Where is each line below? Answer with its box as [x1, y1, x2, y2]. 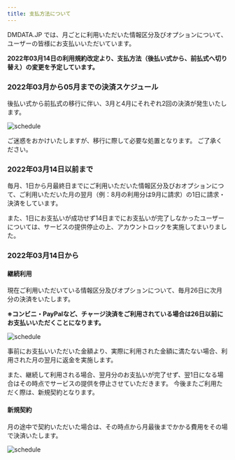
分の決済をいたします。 [7, 295, 75, 303]
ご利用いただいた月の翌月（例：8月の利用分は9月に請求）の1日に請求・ [19, 190, 226, 199]
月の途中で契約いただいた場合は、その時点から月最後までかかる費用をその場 [7, 422, 228, 431]
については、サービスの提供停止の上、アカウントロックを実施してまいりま [7, 223, 222, 231]
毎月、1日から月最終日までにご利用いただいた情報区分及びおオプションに [7, 181, 218, 190]
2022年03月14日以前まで [7, 164, 94, 174]
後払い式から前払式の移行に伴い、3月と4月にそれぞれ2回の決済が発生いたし [7, 99, 227, 107]
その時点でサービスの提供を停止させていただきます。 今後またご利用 [19, 379, 217, 388]
